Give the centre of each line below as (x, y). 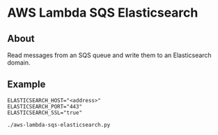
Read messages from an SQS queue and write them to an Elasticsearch (109, 55)
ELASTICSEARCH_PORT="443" (45, 106)
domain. (19, 63)
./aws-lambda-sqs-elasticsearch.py (59, 125)
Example (26, 85)
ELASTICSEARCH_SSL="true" (45, 113)
